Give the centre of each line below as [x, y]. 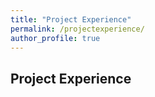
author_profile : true [55, 38]
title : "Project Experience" [71, 19]
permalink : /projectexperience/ [77, 29]
